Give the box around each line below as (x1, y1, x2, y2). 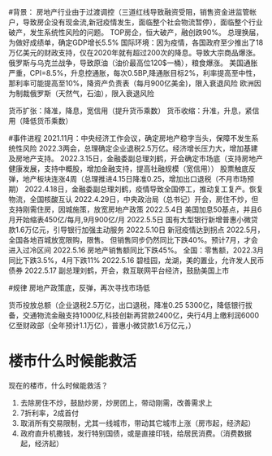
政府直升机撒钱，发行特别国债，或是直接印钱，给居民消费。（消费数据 (19, 428, 252, 438)
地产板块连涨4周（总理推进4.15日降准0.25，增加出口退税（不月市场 (22, 174, 248, 183)
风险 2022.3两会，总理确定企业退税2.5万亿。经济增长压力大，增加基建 (22, 143, 258, 153)
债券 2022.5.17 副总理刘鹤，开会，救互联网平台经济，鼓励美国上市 (8, 265, 230, 275)
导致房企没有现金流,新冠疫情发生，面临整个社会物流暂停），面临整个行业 (22, 17, 264, 27)
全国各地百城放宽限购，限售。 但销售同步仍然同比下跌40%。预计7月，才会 (8, 235, 258, 244)
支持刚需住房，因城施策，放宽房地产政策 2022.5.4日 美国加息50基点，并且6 (8, 204, 262, 214)
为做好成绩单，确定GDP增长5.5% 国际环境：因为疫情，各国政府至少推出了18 (8, 37, 264, 47)
